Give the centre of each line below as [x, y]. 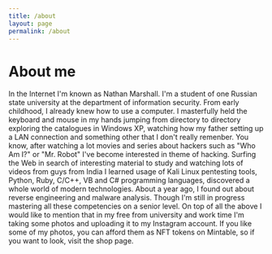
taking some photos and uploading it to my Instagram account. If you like [130, 224]
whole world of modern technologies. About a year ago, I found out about [131, 189]
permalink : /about [39, 31]
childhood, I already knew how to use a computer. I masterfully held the [128, 112]
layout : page [30, 24]
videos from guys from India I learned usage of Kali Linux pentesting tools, [133, 172]
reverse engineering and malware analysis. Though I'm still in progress [127, 198]
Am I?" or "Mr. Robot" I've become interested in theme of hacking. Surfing [132, 155]
